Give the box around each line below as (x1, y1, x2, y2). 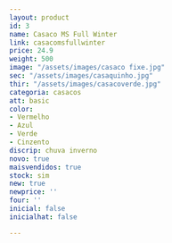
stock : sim (9, 171, 50, 180)
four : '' (9, 196, 42, 205)
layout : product (9, 13, 70, 22)
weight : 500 (9, 54, 53, 63)
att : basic (9, 96, 50, 105)
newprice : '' (9, 188, 58, 197)
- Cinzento (9, 138, 50, 147)
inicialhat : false (9, 212, 78, 222)
